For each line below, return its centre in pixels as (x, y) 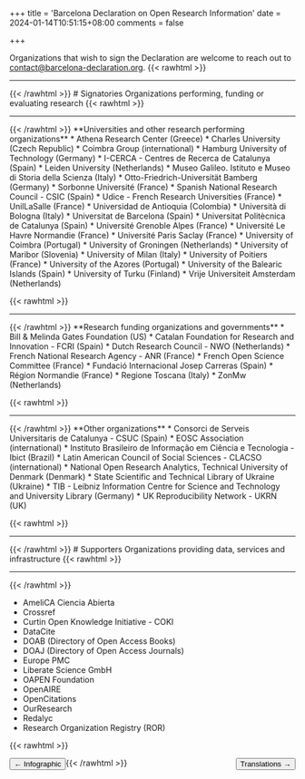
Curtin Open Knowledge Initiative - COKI (98, 622)
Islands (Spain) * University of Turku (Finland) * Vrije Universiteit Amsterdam (152, 274)
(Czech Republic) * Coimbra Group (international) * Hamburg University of (148, 148)
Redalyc (38, 718)
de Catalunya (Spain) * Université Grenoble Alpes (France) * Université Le (148, 225)
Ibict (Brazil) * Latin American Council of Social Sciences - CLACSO (136, 458)
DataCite (39, 631)
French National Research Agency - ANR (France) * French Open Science (147, 356)
